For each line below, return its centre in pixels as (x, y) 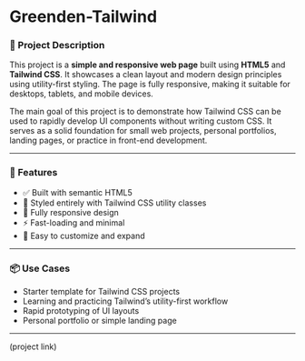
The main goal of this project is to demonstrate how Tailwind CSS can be (145, 112)
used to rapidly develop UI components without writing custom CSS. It (141, 121)
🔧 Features (34, 173)
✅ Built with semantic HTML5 (78, 192)
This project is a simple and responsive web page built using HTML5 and (148, 65)
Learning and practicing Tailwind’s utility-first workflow (125, 301)
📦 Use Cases (40, 268)
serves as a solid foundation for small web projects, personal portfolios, (143, 131)
